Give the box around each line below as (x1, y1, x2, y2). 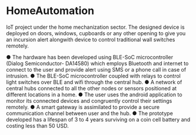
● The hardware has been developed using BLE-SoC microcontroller (6, 53, 174, 60)
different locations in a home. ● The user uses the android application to (6, 91, 182, 98)
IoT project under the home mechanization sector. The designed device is (6, 23, 185, 31)
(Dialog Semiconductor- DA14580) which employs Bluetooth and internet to (6, 60, 189, 67)
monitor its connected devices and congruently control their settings (6, 97, 172, 104)
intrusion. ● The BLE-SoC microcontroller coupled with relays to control (6, 72, 181, 79)
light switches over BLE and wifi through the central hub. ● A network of (6, 78, 182, 86)
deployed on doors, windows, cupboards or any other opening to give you (6, 29, 186, 36)
